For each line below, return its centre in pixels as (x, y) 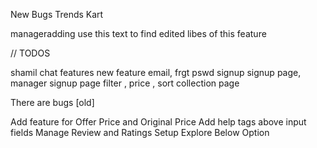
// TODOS (30, 53)
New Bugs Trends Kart (57, 14)
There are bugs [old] (52, 102)
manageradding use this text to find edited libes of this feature (138, 33)
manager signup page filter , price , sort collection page (125, 83)
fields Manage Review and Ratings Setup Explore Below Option (140, 132)
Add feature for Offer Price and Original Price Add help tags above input (158, 122)
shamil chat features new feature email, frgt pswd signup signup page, (156, 72)
